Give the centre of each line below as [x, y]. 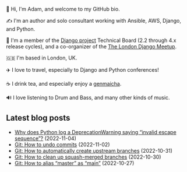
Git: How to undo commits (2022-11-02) [62, 144]
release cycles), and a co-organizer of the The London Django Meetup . [91, 46]
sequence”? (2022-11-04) [45, 138]
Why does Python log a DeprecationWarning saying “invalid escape [95, 132]
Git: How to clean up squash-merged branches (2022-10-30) [88, 157]
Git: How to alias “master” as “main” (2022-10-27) [74, 163]
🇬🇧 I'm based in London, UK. [42, 58]
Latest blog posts [38, 118]
